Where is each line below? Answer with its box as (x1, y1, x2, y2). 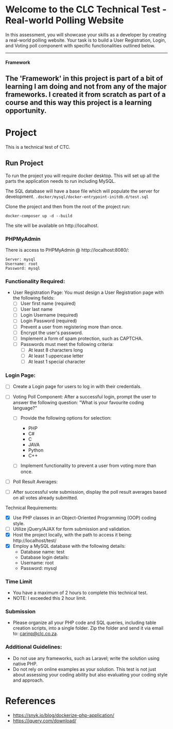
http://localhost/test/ (12, 537, 57, 544)
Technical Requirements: (5, 505, 58, 511)
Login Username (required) (20, 312, 78, 318)
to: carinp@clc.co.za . (12, 631, 58, 637)
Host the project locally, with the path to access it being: (12, 531, 132, 537)
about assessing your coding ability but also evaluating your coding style (12, 671, 168, 678)
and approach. (12, 677, 44, 683)
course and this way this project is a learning (5, 98, 152, 107)
